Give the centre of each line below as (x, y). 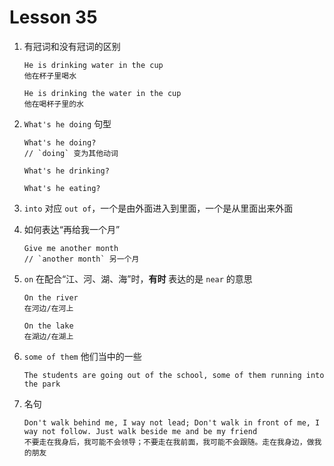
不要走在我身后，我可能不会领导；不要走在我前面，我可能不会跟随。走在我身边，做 (169, 442)
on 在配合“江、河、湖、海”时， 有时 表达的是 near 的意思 (138, 278)
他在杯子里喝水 (50, 76)
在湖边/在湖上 (48, 336)
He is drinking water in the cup (93, 65)
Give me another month (71, 248)
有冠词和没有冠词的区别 (72, 46)
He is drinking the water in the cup (102, 93)
